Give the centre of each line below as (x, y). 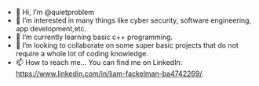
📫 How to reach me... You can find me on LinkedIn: (99, 62)
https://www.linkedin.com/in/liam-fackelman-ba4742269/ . (109, 73)
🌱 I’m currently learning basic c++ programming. (94, 37)
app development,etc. (51, 29)
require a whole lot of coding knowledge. (82, 54)
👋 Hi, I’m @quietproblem (55, 12)
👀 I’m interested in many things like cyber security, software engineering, (133, 20)
